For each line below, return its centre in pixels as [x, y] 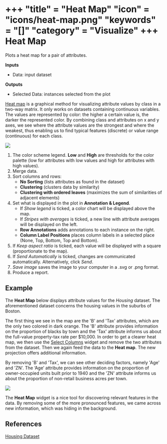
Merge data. [25, 171]
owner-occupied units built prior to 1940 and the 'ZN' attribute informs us [81, 373]
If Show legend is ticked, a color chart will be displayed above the [87, 208]
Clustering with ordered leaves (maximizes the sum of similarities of [91, 192]
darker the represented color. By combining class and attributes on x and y [82, 120]
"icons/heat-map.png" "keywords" [80, 20]
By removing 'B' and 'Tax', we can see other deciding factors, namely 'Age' [82, 362]
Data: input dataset [32, 74]
